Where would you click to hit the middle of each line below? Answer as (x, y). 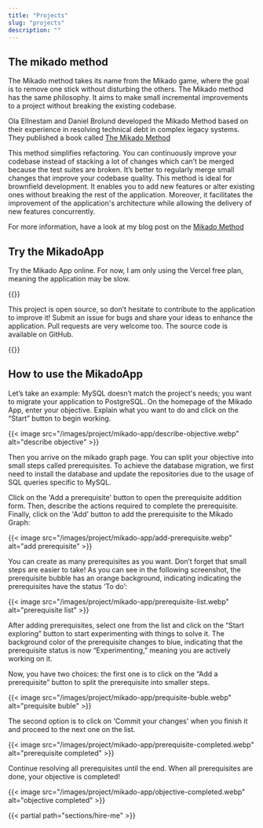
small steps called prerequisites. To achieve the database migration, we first (131, 466)
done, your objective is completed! (64, 776)
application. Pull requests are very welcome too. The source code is (118, 326)
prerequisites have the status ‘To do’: (68, 586)
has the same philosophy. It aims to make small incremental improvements (128, 98)
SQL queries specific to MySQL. (60, 482)
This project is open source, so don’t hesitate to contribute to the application (132, 309)
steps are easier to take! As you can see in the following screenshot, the (124, 569)
